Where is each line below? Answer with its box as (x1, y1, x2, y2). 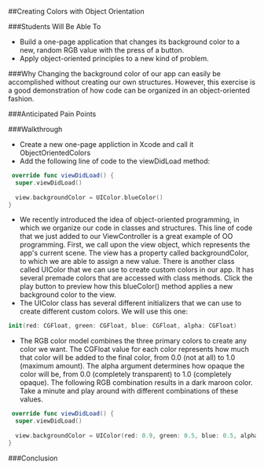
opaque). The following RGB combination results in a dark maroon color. (19, 378, 253, 387)
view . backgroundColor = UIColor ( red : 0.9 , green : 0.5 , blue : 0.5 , (15, 431, 237, 439)
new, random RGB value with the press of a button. (19, 46, 185, 54)
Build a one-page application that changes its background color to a (19, 37, 240, 46)
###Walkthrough (8, 125, 63, 134)
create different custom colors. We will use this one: (19, 306, 189, 317)
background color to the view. (19, 290, 116, 299)
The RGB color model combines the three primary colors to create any (19, 336, 247, 346)
